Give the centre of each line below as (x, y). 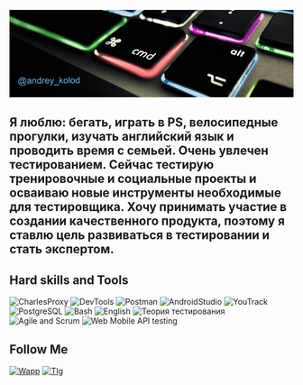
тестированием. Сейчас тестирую (112, 165)
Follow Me (39, 349)
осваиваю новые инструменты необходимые (146, 193)
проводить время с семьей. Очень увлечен (139, 151)
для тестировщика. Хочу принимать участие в (148, 207)
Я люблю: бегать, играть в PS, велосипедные (144, 123)
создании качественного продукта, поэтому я (147, 221)
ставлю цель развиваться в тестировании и (140, 235)
